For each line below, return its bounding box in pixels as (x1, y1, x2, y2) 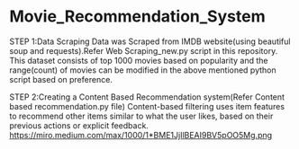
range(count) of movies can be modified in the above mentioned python (9, 65, 276, 75)
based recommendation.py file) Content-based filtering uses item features (9, 101, 285, 111)
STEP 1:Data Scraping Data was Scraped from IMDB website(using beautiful (9, 36, 291, 47)
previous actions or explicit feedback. (9, 119, 149, 131)
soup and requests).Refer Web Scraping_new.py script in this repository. (9, 45, 278, 56)
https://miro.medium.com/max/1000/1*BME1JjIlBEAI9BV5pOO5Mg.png (9, 129, 273, 140)
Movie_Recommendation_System (9, 6, 266, 27)
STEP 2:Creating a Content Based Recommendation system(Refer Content (9, 92, 285, 102)
